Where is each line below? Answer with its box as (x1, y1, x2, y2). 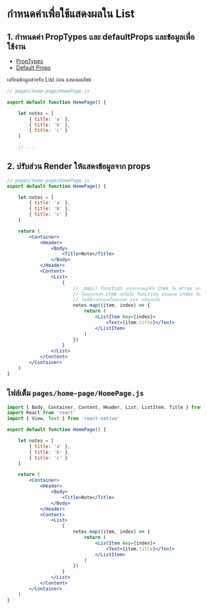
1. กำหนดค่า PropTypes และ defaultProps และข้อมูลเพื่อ (7, 31, 195, 42)
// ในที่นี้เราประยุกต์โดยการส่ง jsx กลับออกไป (72, 297, 160, 303)
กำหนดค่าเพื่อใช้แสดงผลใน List (7, 7, 135, 21)
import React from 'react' (7, 409, 76, 416)
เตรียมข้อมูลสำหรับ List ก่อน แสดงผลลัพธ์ (7, 76, 92, 83)
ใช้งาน (7, 41, 26, 52)
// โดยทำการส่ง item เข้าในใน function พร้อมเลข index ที (72, 291, 199, 297)
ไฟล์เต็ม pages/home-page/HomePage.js (7, 388, 144, 398)
